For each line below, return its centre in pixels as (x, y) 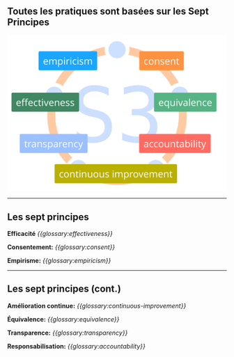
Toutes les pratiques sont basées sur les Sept (108, 11)
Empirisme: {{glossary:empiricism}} (59, 260)
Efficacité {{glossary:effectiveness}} (60, 233)
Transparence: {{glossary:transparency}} (68, 333)
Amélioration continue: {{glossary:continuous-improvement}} (97, 306)
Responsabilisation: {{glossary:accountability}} (77, 346)
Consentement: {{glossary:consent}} (61, 247)
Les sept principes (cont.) (64, 289)
